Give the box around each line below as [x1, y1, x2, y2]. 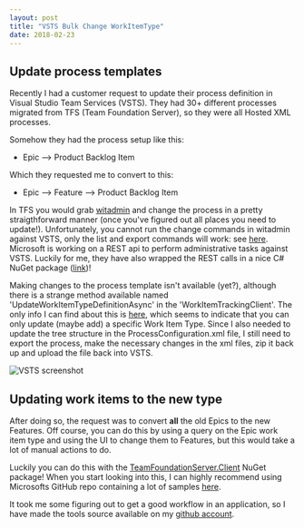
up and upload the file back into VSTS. [9, 347, 153, 358]
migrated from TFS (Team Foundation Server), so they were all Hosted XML [9, 107, 292, 118]
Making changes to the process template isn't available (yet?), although [9, 280, 277, 291]
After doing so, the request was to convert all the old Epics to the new [9, 416, 270, 426]
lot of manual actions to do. [9, 445, 112, 455]
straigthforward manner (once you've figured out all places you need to [9, 214, 277, 225]
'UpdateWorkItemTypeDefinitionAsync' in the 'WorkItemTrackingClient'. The [9, 299, 293, 310]
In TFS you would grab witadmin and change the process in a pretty [9, 205, 263, 216]
